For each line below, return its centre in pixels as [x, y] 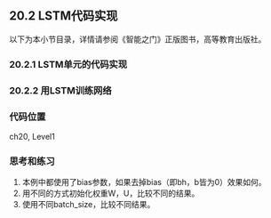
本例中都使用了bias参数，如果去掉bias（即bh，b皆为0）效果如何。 [144, 182]
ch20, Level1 [32, 136]
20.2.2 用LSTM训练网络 [61, 90]
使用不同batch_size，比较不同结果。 [88, 205]
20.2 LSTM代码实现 [64, 16]
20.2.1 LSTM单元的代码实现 [68, 64]
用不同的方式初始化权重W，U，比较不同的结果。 [111, 193]
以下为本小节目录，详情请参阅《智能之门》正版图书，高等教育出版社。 [138, 39]
